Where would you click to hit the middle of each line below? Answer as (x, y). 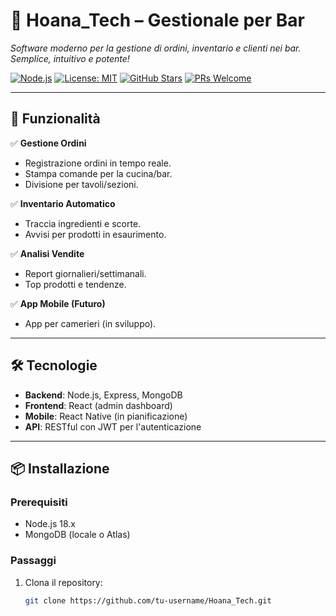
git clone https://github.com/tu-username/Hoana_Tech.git (148, 600)
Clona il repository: (63, 582)
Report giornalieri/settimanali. (85, 273)
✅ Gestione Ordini (48, 143)
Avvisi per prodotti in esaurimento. (95, 234)
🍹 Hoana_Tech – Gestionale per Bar (157, 20)
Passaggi (33, 561)
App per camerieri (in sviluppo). (90, 323)
